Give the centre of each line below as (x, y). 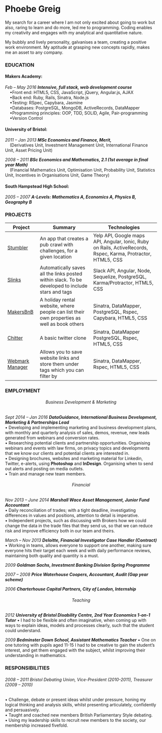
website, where (57, 305)
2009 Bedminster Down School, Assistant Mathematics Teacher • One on (80, 640)
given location (56, 256)
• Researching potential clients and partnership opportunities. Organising (78, 443)
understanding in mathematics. (36, 655)
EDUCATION (20, 65)
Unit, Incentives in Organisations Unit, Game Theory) (57, 175)
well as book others (62, 324)
